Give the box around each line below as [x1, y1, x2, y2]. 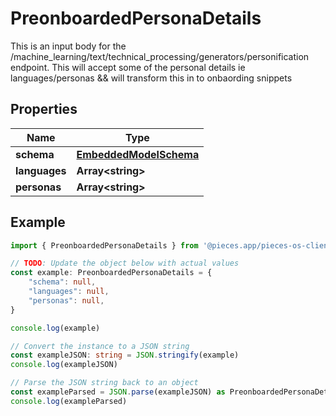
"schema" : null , [28, 277, 97, 287]
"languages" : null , [28, 287, 110, 297]
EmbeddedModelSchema [76, 147, 200, 161]
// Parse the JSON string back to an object [10, 378, 199, 388]
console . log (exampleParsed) [10, 396, 128, 406]
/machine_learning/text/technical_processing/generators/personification [10, 50, 310, 62]
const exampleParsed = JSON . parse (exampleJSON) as [10, 387, 226, 397]
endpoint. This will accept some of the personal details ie [10, 61, 246, 73]
